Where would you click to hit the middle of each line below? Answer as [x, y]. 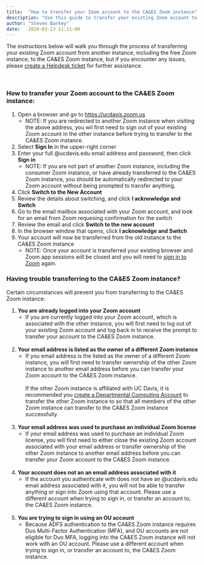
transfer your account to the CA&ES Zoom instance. [90, 336]
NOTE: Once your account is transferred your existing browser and [109, 250]
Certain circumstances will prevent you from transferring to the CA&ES [95, 292]
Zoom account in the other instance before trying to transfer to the [109, 133]
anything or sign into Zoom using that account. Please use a [100, 492]
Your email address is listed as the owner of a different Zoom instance [108, 349]
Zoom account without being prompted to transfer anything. [100, 185]
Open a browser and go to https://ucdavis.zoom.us [82, 114]
